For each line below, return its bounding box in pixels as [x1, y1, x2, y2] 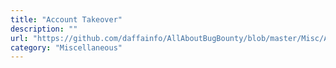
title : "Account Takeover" [10, 14, 123, 25]
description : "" [10, 24, 78, 34]
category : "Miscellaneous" [10, 42, 123, 53]
